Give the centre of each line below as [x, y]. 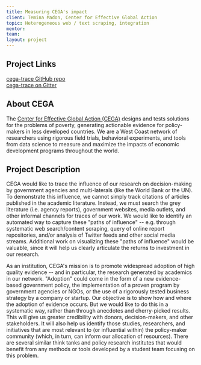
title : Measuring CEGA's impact [47, 12]
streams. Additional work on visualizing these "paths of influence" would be [100, 242]
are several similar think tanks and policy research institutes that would [94, 343]
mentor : [16, 29]
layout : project [26, 40]
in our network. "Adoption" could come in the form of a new [80, 279]
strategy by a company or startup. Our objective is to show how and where [99, 298]
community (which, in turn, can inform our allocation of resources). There [97, 336]
